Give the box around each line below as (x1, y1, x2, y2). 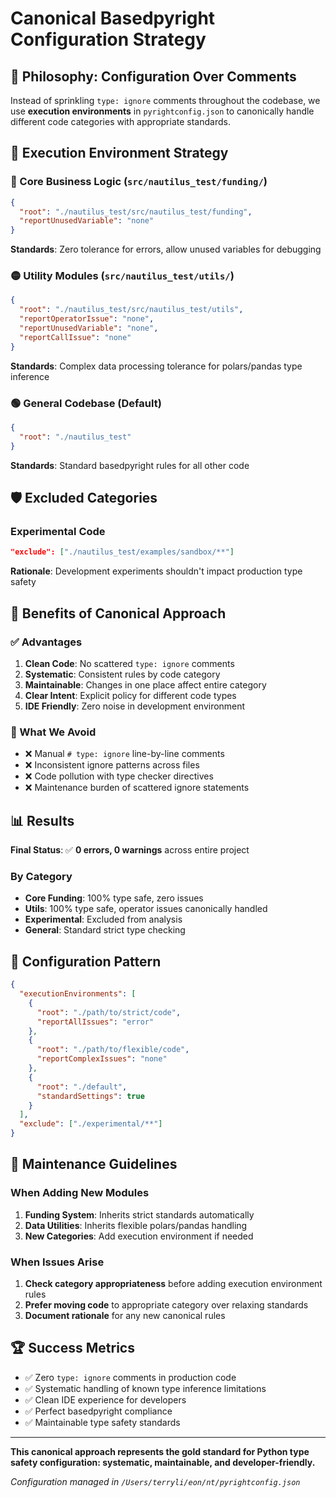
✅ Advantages (10, 635, 83, 649)
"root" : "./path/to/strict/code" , (36, 1007, 182, 1017)
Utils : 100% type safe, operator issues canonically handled (24, 903, 268, 915)
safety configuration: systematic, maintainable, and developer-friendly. (10, 1456, 316, 1468)
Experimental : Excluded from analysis (24, 913, 183, 926)
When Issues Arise (10, 1255, 105, 1269)
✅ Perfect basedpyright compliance (24, 1405, 173, 1417)
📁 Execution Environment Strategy (10, 145, 229, 162)
